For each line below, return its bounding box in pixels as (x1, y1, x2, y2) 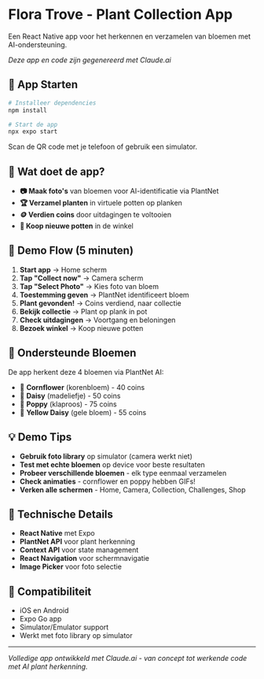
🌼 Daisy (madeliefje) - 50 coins (19, 391, 121, 400)
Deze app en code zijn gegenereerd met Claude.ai (8, 55, 171, 65)
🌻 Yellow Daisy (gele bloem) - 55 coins (19, 407, 147, 417)
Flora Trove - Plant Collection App (8, 6, 233, 24)
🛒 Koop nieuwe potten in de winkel (19, 221, 134, 231)
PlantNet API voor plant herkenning (19, 537, 135, 547)
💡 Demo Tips (8, 431, 72, 444)
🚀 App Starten (8, 78, 79, 91)
